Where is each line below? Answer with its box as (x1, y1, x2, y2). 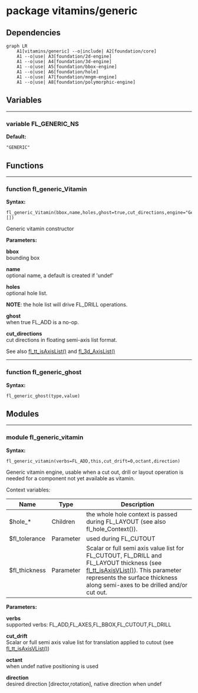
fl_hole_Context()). (86, 524, 138, 533)
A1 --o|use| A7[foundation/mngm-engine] (16, 74, 117, 80)
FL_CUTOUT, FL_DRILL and (86, 551, 162, 559)
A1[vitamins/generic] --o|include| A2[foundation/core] (16, 48, 157, 54)
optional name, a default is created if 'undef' (6, 272, 114, 279)
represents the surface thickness (86, 573, 178, 582)
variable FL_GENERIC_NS (6, 120, 80, 128)
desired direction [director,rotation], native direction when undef (6, 680, 162, 687)
